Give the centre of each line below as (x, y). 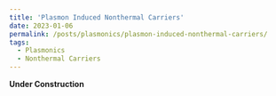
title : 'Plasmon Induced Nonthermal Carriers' (97, 17)
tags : (19, 42)
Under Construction (47, 84)
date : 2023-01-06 (41, 26)
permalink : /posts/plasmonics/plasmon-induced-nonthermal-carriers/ (138, 34)
